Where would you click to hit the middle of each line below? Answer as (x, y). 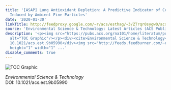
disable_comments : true (31, 52)
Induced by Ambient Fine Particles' (49, 15)
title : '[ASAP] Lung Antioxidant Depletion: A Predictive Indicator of (83, 10)
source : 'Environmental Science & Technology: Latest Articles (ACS (79, 29)
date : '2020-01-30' (26, 19)
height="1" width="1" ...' (38, 48)
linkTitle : (17, 24)
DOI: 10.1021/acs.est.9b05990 (36, 82)
